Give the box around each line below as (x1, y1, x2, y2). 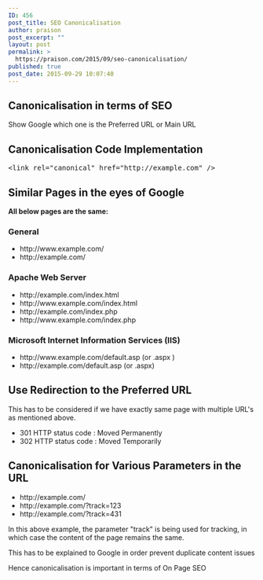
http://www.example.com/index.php (19, 315, 136, 325)
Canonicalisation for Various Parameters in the (8, 459, 242, 472)
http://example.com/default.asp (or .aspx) (19, 361, 155, 370)
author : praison (8, 26, 61, 34)
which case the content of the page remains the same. (8, 532, 184, 542)
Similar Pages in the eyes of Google (8, 185, 184, 199)
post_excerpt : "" (8, 33, 65, 42)
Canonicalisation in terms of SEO (8, 99, 173, 112)
